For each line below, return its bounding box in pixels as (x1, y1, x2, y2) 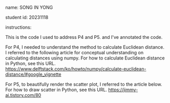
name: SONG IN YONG (5, 5, 53, 10)
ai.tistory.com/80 (5, 92, 41, 98)
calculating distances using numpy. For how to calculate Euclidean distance (5, 55, 165, 61)
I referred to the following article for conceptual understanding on (5, 50, 144, 55)
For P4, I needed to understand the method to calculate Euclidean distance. (5, 44, 165, 50)
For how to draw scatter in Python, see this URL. (5, 87, 108, 93)
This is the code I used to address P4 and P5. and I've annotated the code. (5, 34, 163, 40)
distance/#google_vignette (5, 71, 61, 77)
